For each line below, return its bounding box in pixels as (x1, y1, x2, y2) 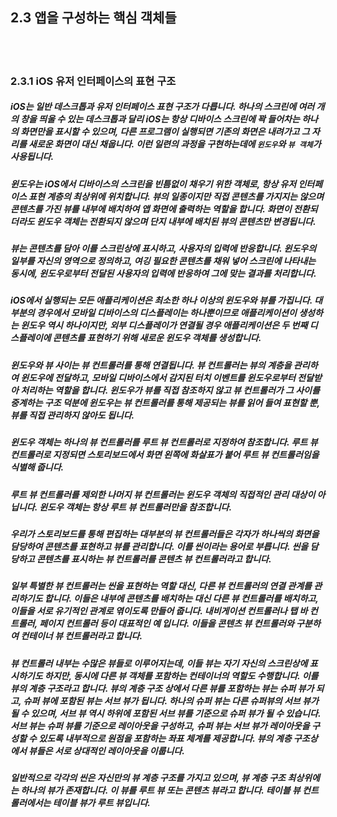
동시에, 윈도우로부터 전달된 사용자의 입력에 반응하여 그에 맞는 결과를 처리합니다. (10, 268, 317, 280)
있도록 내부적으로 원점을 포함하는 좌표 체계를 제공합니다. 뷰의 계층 (38, 732, 292, 744)
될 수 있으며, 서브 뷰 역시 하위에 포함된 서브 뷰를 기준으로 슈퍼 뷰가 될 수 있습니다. (10, 707, 322, 719)
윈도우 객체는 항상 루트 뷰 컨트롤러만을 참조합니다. (39, 501, 233, 513)
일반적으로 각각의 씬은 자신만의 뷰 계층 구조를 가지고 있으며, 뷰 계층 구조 (10, 772, 286, 784)
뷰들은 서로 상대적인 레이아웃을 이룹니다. (28, 744, 185, 757)
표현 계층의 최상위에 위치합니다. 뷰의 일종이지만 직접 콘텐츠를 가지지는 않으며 (28, 190, 325, 202)
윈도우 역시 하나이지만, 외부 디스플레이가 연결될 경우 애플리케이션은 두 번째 (20, 319, 308, 332)
